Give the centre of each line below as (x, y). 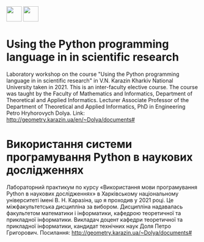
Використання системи (69, 145)
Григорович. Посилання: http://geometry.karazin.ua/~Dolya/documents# (99, 232)
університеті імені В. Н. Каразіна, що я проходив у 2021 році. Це (90, 200)
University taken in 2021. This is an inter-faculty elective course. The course (102, 87)
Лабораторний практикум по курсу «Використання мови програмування (102, 187)
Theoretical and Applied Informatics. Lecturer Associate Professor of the (98, 100)
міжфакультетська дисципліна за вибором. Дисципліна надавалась (95, 207)
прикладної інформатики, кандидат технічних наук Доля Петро (89, 226)
